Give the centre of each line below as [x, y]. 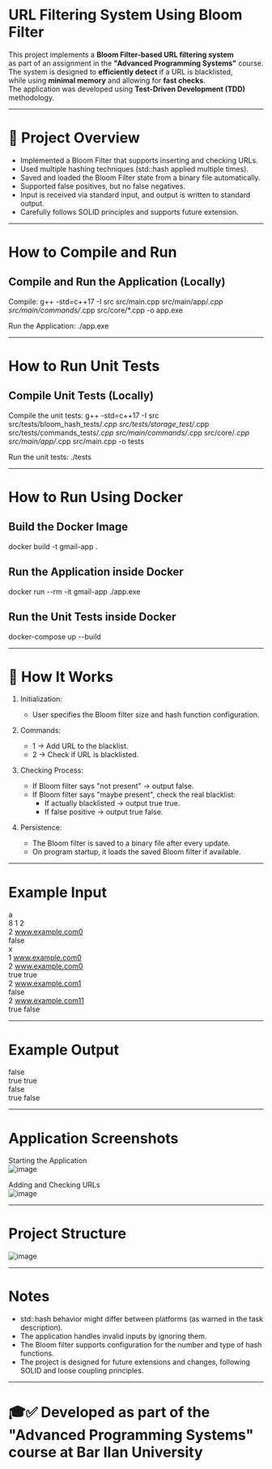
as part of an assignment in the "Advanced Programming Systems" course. [136, 63]
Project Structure [68, 1234]
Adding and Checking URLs [54, 1185]
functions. [37, 1353]
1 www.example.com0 [45, 958]
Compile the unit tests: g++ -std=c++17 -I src [84, 415]
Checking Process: [51, 770]
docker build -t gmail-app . [53, 546]
